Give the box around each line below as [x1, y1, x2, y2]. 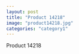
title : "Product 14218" [6, 14, 66, 20]
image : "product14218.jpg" [6, 20, 74, 26]
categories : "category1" [6, 25, 68, 32]
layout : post [6, 8, 39, 15]
